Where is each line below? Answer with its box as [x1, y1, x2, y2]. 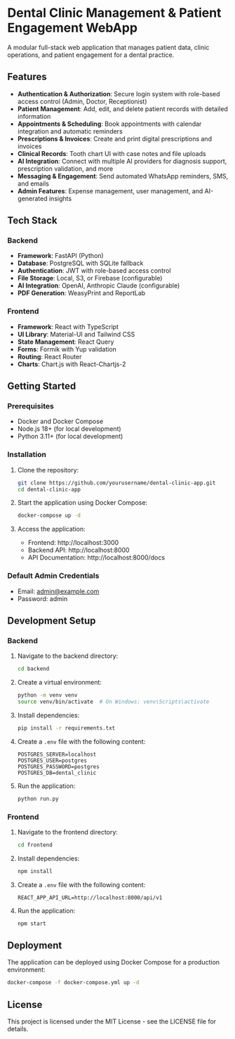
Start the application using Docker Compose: [17, 498, 148, 507]
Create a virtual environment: [17, 678, 102, 687]
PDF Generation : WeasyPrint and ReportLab [17, 289, 146, 297]
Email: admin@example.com [17, 587, 100, 595]
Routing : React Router [17, 352, 82, 361]
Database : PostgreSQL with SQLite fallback [17, 259, 144, 268]
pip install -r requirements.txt [17, 724, 116, 732]
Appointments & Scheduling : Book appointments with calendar [17, 120, 202, 128]
